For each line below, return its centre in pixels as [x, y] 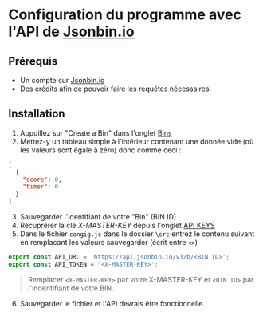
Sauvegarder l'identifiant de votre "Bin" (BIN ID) [98, 217]
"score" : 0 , [42, 180]
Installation [37, 114]
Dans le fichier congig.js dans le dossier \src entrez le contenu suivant [137, 234]
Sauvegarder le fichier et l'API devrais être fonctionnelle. [112, 303]
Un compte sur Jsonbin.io [62, 80]
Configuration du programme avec [125, 15]
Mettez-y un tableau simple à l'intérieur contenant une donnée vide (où [137, 141]
